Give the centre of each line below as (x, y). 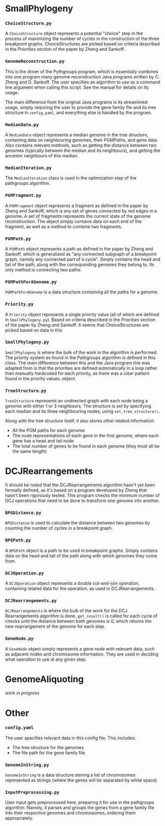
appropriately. (19, 818)
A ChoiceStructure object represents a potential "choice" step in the (74, 34)
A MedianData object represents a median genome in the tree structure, (77, 135)
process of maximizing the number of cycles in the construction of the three (82, 39)
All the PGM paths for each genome (49, 431)
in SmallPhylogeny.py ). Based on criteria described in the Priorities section (80, 320)
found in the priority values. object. (41, 378)
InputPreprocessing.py (32, 792)
